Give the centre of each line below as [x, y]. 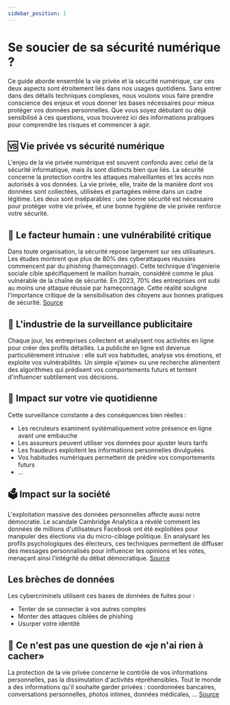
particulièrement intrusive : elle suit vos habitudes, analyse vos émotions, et [115, 355]
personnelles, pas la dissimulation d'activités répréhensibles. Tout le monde [115, 680]
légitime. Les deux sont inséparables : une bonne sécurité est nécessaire [111, 199]
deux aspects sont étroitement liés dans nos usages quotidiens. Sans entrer [115, 88]
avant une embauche [48, 435]
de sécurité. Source [36, 303]
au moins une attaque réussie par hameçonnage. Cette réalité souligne [107, 288]
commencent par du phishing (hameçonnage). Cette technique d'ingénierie [114, 266]
